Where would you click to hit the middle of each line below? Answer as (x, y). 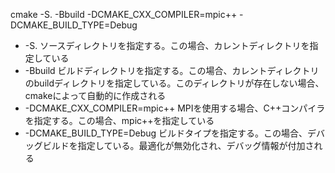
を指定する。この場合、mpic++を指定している (119, 120)
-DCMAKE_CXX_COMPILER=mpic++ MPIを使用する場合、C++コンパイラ (175, 108)
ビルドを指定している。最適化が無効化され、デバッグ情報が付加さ (178, 145)
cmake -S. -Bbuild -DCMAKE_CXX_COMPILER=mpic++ (124, 14)
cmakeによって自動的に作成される (95, 95)
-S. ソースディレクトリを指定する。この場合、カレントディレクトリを (167, 45)
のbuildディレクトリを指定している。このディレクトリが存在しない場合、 (174, 83)
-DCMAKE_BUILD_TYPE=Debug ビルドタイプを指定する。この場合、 (166, 133)
